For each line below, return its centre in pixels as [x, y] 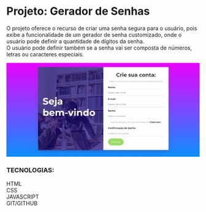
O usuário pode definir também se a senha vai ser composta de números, [99, 48]
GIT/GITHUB [22, 203]
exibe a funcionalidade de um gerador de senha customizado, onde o [94, 34]
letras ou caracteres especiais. [45, 54]
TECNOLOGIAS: [30, 170]
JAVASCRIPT [23, 197]
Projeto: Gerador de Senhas [78, 11]
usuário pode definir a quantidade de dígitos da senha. [75, 41]
